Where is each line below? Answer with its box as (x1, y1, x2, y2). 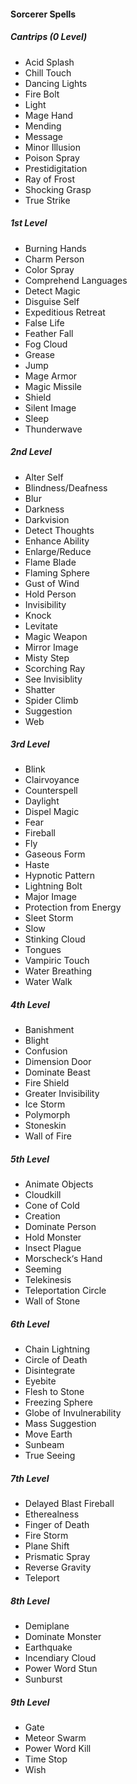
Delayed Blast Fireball (24, 1498, 115, 1510)
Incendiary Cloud (24, 1652, 97, 1664)
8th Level (10, 1595, 50, 1607)
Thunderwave (24, 423, 83, 435)
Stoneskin (24, 1120, 67, 1132)
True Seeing (24, 1450, 76, 1462)
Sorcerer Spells (10, 8, 77, 20)
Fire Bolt (24, 88, 60, 100)
